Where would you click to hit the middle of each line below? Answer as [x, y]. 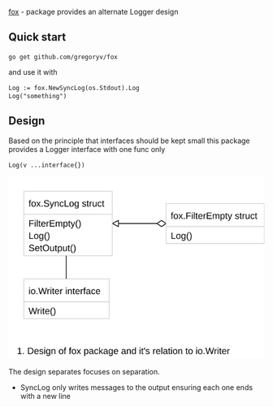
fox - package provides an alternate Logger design [93, 12]
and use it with [33, 71]
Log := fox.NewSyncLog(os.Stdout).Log [74, 88]
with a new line [45, 396]
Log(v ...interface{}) [47, 165]
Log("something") [38, 96]
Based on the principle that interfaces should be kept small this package [129, 141]
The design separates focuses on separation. [84, 371]
